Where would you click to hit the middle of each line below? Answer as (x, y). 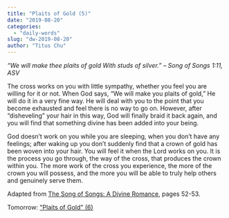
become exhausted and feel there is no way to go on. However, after (104, 108)
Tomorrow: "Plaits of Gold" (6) (50, 207)
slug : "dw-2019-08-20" (40, 39)
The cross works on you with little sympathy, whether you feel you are (107, 86)
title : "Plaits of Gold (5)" (49, 13)
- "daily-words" (37, 33)
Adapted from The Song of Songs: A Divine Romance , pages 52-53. (104, 194)
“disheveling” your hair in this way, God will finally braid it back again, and (112, 116)
